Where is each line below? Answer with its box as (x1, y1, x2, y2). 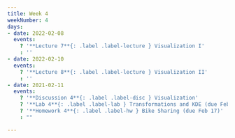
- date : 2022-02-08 (7, 29, 64, 37)
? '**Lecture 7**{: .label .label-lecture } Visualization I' (20, 43, 205, 49)
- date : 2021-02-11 (7, 82, 64, 89)
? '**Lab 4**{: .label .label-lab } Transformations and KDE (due (20, 101, 218, 108)
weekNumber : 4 (7, 17, 49, 24)
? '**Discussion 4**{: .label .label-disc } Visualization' (20, 95, 199, 102)
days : (7, 23, 23, 30)
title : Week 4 (7, 10, 49, 17)
